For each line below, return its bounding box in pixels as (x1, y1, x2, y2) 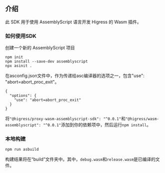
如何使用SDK (5, 32, 36, 39)
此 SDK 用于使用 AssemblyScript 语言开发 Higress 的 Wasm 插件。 (5, 19, 142, 25)
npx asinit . (5, 64, 32, 69)
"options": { (9, 93, 37, 98)
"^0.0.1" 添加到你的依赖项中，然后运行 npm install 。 (43, 122, 151, 128)
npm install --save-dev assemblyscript (5, 59, 88, 64)
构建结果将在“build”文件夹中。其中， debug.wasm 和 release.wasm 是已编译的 (5, 156, 156, 163)
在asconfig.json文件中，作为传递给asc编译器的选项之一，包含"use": (5, 73, 145, 79)
